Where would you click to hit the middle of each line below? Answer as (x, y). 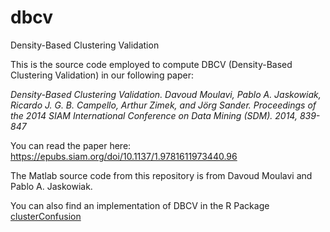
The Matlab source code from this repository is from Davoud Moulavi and (161, 175)
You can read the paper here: (71, 145)
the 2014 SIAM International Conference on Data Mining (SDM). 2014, (154, 115)
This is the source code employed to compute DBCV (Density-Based (151, 64)
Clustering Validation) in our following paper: (102, 75)
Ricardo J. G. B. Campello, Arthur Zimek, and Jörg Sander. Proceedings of (163, 105)
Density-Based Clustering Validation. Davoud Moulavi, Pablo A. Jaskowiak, (166, 94)
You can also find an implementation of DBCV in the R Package (140, 205)
